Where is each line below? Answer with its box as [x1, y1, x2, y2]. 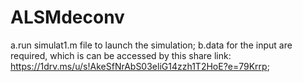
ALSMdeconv [10, 6, 125, 29]
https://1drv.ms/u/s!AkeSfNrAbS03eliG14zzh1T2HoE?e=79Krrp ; [10, 60, 270, 72]
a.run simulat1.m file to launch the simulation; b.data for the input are [10, 39, 293, 51]
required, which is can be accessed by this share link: [10, 49, 232, 61]
